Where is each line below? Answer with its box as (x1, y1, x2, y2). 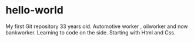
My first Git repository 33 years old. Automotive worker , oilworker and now (5, 23, 189, 30)
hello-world (5, 3, 64, 17)
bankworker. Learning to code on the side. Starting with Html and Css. (5, 29, 176, 36)
